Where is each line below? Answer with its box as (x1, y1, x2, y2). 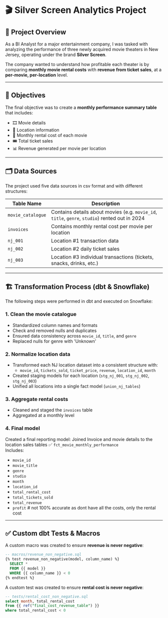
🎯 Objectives (5, 91, 46, 99)
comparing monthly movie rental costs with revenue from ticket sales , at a (5, 66, 161, 72)
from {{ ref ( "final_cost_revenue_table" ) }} (5, 603, 99, 608)
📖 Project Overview (5, 27, 66, 36)
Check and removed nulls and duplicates (12, 327, 97, 333)
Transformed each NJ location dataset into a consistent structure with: (12, 362, 158, 368)
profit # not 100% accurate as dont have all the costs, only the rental (12, 504, 156, 510)
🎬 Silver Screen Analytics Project (5, 4, 146, 16)
